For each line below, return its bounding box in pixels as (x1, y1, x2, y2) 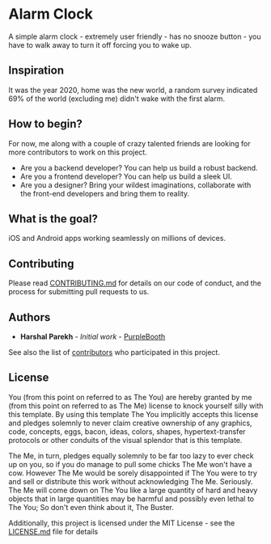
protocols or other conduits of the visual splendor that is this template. (8, 435, 243, 445)
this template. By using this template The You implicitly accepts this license (8, 409, 259, 419)
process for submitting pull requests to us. (8, 287, 150, 297)
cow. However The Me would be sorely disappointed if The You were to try (8, 468, 257, 478)
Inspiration (8, 64, 65, 78)
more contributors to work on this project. (8, 147, 147, 157)
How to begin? (8, 117, 83, 131)
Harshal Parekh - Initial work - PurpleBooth (19, 332, 166, 341)
